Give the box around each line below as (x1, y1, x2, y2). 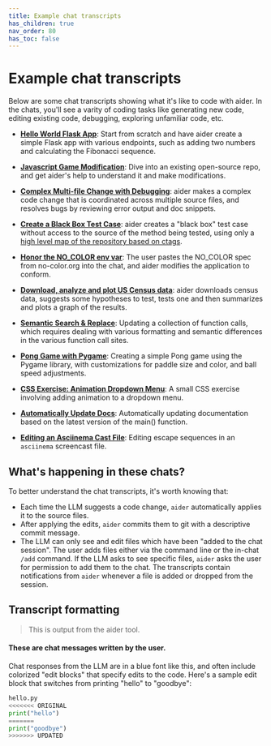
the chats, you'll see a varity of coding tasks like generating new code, (8, 105, 245, 114)
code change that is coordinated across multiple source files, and (19, 195, 239, 205)
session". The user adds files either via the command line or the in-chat (19, 545, 260, 555)
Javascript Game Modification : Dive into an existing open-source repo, (19, 162, 261, 172)
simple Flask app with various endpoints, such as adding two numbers (19, 138, 256, 148)
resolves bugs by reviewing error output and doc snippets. (19, 204, 217, 213)
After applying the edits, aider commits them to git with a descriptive (19, 520, 251, 529)
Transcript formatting (8, 603, 120, 617)
